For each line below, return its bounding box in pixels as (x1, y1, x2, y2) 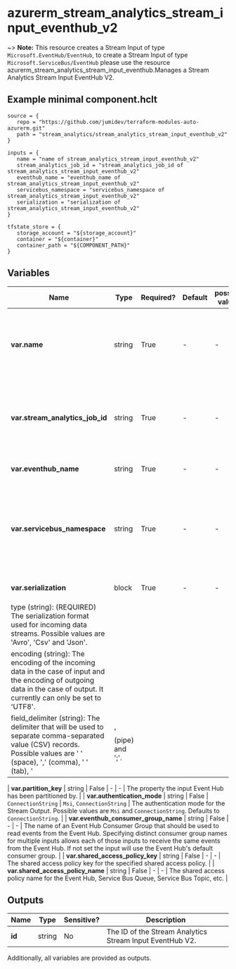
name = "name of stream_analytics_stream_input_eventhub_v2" (16, 155, 199, 163)
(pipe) (113, 735, 135, 745)
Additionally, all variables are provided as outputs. (7, 953, 152, 963)
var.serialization (11, 583, 67, 593)
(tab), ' (11, 766, 33, 776)
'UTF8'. (11, 701, 36, 711)
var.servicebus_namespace (11, 524, 106, 533)
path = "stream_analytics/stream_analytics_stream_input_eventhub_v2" (16, 130, 228, 138)
